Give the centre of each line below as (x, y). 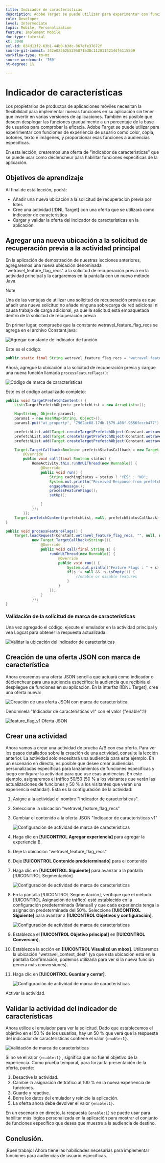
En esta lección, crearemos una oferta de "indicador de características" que (82, 152)
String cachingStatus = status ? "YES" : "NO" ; (99, 477)
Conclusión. (24, 1139)
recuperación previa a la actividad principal (73, 248)
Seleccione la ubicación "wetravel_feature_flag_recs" (66, 809)
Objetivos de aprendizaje (45, 178)
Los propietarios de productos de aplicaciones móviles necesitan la (73, 106)
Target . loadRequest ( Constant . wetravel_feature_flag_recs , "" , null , (86, 536)
